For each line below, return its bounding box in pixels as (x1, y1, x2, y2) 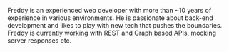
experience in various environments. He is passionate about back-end (7, 14, 214, 22)
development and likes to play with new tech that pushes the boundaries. (7, 21, 223, 29)
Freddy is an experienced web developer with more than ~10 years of (7, 6, 212, 14)
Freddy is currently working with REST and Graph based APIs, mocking (7, 28, 216, 37)
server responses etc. (7, 36, 72, 45)
